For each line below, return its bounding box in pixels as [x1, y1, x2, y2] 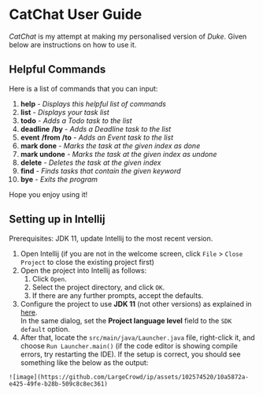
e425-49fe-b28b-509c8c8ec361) [9, 380, 109, 388]
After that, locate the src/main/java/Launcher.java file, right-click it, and [20, 333, 255, 342]
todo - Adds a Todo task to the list [20, 116, 132, 125]
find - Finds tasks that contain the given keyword [20, 166, 181, 175]
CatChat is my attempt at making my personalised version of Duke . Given [9, 32, 247, 41]
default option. [20, 324, 70, 334]
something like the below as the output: [20, 357, 149, 367]
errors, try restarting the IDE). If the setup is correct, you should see [20, 349, 241, 359]
